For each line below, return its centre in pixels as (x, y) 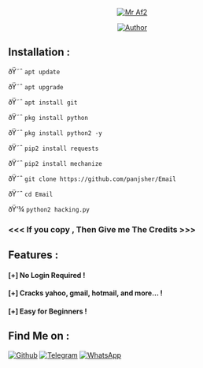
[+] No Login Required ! (47, 275)
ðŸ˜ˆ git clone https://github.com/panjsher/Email (92, 178)
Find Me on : (39, 336)
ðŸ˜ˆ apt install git (43, 102)
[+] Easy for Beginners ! (48, 311)
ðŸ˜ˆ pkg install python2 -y (55, 132)
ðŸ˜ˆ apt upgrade (36, 86)
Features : (33, 255)
